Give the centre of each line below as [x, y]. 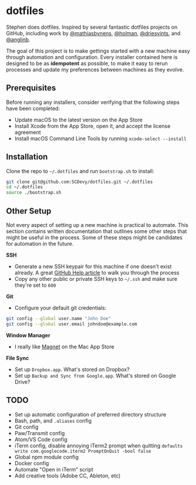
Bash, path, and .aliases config [53, 420]
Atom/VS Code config [41, 439]
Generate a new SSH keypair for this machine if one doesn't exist [93, 266]
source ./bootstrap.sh [34, 193]
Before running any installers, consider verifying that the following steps [93, 102]
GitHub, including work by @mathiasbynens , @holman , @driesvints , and [93, 33]
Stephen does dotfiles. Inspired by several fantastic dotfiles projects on [92, 27]
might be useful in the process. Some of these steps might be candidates [94, 238]
